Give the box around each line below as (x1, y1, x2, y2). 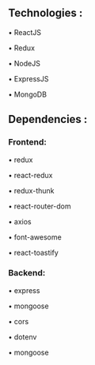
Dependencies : (8, 113, 88, 126)
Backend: (8, 268, 46, 279)
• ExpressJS (8, 73, 49, 83)
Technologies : (8, 6, 83, 20)
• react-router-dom (8, 201, 71, 211)
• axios (8, 216, 32, 226)
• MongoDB (8, 89, 47, 99)
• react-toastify (8, 248, 59, 257)
